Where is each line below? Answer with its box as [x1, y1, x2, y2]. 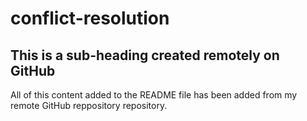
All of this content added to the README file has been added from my [10, 89, 298, 101]
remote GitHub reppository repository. [10, 100, 168, 111]
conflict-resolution [10, 7, 170, 30]
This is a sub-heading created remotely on [10, 47, 280, 64]
